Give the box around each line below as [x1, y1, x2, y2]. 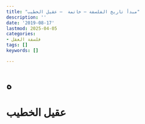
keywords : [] [6, 48, 39, 54]
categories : [6, 31, 36, 37]
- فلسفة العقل [6, 36, 42, 42]
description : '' [6, 14, 47, 20]
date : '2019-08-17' [6, 20, 55, 26]
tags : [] [6, 42, 28, 48]
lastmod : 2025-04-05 [6, 25, 58, 32]
